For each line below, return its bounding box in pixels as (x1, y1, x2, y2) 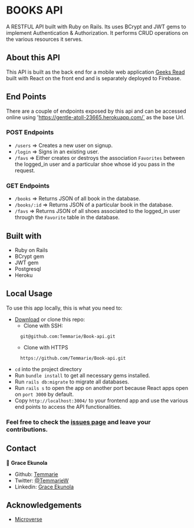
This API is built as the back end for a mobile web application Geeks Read (6, 68, 185, 76)
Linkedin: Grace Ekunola (14, 483, 74, 490)
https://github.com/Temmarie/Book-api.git (20, 355, 126, 361)
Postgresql (14, 265, 41, 272)
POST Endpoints (6, 128, 54, 136)
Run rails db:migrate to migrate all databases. (14, 378, 130, 385)
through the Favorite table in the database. (14, 214, 120, 221)
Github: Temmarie (14, 470, 58, 478)
